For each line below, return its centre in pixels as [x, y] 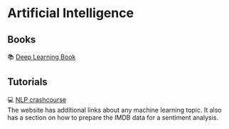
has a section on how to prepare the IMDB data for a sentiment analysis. [113, 117]
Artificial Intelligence [70, 13]
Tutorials [27, 82]
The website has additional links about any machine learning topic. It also [114, 110]
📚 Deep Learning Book [42, 57]
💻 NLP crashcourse [37, 99]
